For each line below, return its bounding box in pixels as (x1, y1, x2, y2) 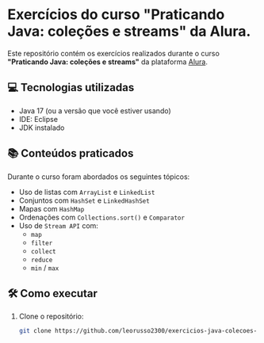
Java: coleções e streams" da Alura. (7, 22, 251, 40)
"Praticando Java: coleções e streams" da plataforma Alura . (7, 57, 208, 67)
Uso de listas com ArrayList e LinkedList (18, 187, 155, 196)
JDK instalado (18, 123, 65, 132)
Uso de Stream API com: (18, 220, 98, 231)
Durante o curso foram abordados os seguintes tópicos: (7, 172, 190, 181)
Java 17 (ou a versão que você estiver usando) (18, 105, 171, 116)
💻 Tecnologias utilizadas (7, 81, 135, 94)
